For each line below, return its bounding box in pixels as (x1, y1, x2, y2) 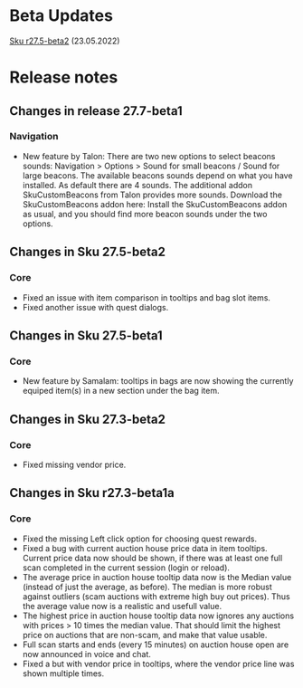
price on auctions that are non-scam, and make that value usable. (22, 629, 268, 640)
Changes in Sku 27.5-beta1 (9, 328, 163, 343)
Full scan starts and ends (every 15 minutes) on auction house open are (22, 639, 289, 650)
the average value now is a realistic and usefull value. (22, 600, 223, 611)
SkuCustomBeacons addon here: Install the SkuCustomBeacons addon (22, 198, 288, 209)
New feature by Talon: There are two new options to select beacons (22, 150, 276, 161)
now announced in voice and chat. (22, 648, 152, 659)
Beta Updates (9, 5, 113, 26)
